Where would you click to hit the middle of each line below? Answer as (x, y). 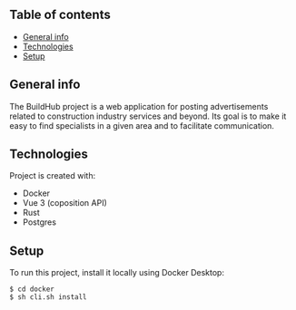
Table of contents (60, 15)
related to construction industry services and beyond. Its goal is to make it (148, 116)
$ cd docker (32, 289)
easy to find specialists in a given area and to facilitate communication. (142, 125)
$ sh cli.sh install (49, 297)
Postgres (39, 222)
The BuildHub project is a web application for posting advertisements (139, 106)
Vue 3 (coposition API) (64, 203)
